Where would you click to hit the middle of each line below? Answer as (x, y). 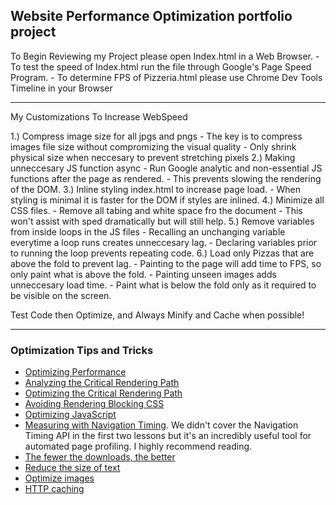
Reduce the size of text (72, 468)
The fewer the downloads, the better (100, 457)
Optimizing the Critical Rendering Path (103, 393)
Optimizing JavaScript (70, 415)
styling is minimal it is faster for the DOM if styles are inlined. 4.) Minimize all (167, 200)
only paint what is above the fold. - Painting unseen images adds (143, 274)
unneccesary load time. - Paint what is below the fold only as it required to (163, 285)
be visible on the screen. (61, 295)
